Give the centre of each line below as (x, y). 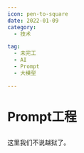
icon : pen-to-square (38, 14)
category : (22, 27)
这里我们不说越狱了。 (38, 142)
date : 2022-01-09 (33, 21)
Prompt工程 (42, 116)
